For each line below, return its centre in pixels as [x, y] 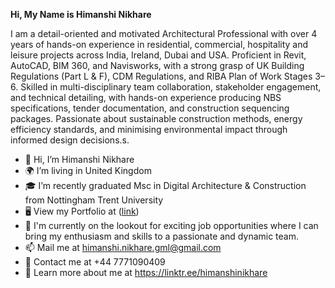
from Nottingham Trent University [94, 200]
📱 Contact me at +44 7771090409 [95, 262]
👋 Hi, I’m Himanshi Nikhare [79, 159]
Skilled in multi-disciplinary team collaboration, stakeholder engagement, [171, 87]
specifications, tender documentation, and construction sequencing [150, 108]
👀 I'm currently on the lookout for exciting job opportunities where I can [171, 225]
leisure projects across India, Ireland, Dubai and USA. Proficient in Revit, [158, 55]
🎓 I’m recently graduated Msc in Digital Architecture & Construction [165, 185]
